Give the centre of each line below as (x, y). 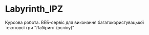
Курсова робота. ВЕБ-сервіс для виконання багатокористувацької (74, 22)
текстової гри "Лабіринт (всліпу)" (40, 27)
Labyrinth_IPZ (34, 9)
